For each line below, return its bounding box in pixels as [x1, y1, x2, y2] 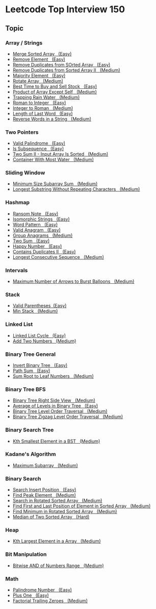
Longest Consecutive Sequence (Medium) [12, 254, 105, 260]
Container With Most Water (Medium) [12, 157, 94, 163]
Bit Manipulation [5, 551, 47, 558]
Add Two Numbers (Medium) [12, 338, 76, 344]
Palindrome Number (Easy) [12, 587, 72, 593]
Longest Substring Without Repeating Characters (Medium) [12, 186, 140, 192]
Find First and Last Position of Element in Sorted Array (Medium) [12, 503, 151, 509]
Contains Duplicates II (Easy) [12, 249, 76, 255]
